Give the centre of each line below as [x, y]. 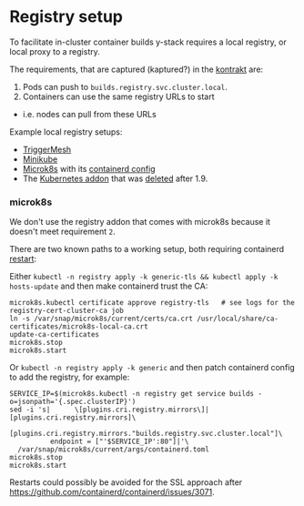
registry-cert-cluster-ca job [67, 311]
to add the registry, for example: [70, 377]
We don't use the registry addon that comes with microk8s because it [140, 222]
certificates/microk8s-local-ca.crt [79, 327]
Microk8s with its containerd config [89, 168]
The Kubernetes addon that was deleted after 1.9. [115, 178]
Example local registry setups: [66, 132]
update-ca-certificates [55, 335]
